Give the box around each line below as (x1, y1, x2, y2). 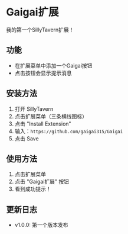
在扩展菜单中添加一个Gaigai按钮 (14, 62, 93, 69)
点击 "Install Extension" (14, 120, 72, 127)
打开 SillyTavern (14, 105, 54, 113)
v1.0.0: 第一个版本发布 (14, 222, 68, 229)
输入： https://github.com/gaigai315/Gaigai (14, 127, 123, 134)
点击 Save (14, 134, 40, 142)
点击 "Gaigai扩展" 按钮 (14, 178, 70, 185)
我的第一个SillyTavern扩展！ (6, 26, 74, 33)
